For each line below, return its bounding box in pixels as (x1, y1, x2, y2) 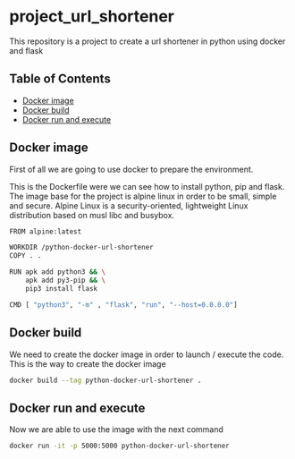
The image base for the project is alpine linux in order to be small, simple (9, 191, 277, 201)
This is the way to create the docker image (9, 358, 167, 369)
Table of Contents (9, 72, 112, 87)
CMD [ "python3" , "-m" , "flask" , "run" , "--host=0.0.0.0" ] (9, 300, 239, 310)
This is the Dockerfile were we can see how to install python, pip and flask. (9, 181, 285, 191)
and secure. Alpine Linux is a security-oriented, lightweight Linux (9, 200, 249, 211)
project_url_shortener (9, 6, 174, 27)
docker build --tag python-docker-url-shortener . (9, 376, 202, 385)
